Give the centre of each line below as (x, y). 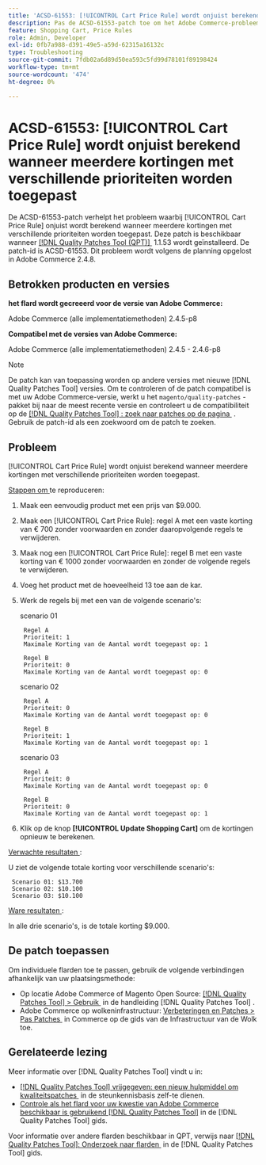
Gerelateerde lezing (58, 1052)
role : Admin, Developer (47, 38)
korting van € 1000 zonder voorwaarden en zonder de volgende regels (135, 561)
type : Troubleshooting (46, 52)
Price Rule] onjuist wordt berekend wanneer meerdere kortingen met (120, 226)
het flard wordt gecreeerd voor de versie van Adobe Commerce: (116, 304)
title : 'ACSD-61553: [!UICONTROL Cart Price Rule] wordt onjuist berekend (134, 15)
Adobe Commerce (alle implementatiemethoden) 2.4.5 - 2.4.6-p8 (115, 349)
